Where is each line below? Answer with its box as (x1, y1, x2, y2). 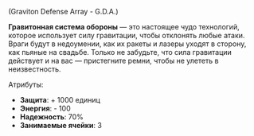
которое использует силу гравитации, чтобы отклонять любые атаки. (8, 31, 245, 40)
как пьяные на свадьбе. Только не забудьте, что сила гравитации (8, 48, 233, 56)
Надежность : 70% (19, 112, 84, 122)
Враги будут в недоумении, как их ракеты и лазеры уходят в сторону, (8, 39, 247, 49)
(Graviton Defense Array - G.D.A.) (8, 7, 119, 16)
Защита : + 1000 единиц (19, 95, 101, 104)
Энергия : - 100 (19, 103, 71, 113)
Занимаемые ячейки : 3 (19, 121, 102, 130)
